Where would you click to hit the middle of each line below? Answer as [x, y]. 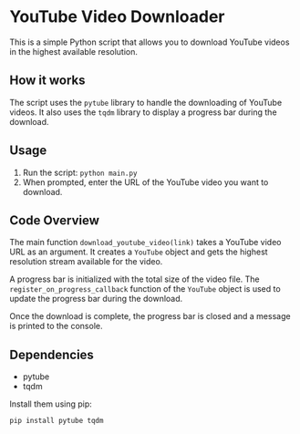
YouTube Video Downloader [117, 17]
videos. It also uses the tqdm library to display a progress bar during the [143, 112]
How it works [47, 81]
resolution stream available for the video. [86, 262]
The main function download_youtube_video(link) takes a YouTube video [145, 243]
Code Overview [55, 220]
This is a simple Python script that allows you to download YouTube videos [150, 42]
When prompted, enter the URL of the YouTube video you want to [145, 182]
